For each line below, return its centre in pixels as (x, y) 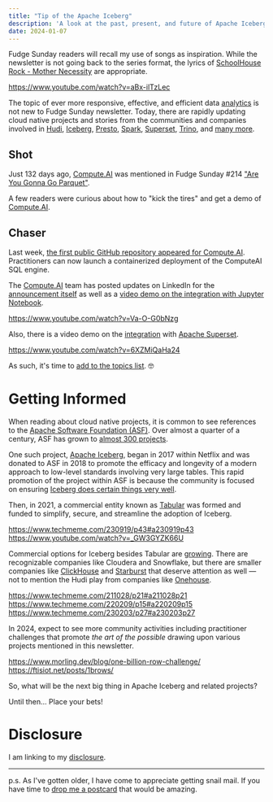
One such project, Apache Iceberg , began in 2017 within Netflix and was (129, 454)
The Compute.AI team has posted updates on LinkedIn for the (112, 285)
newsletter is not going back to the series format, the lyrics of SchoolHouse (135, 63)
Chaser (27, 233)
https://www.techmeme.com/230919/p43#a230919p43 (101, 529)
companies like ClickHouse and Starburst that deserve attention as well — (132, 571)
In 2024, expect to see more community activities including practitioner (128, 628)
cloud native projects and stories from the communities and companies (128, 120)
